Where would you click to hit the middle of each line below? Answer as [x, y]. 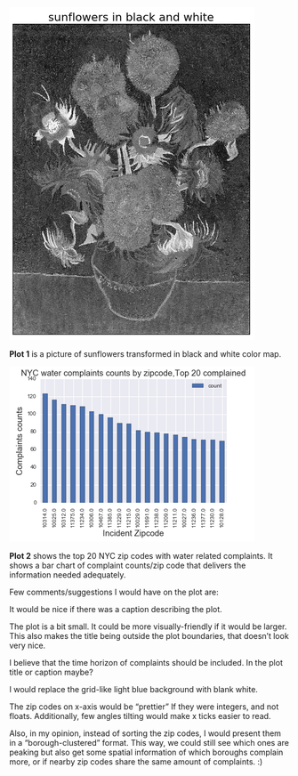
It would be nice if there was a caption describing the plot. [116, 609]
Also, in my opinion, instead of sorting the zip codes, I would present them [145, 733]
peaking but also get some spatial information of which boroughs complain [146, 752]
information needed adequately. [68, 575]
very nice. [28, 645]
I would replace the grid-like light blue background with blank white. [133, 689]
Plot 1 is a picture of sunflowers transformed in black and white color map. [145, 354]
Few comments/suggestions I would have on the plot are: [114, 592]
